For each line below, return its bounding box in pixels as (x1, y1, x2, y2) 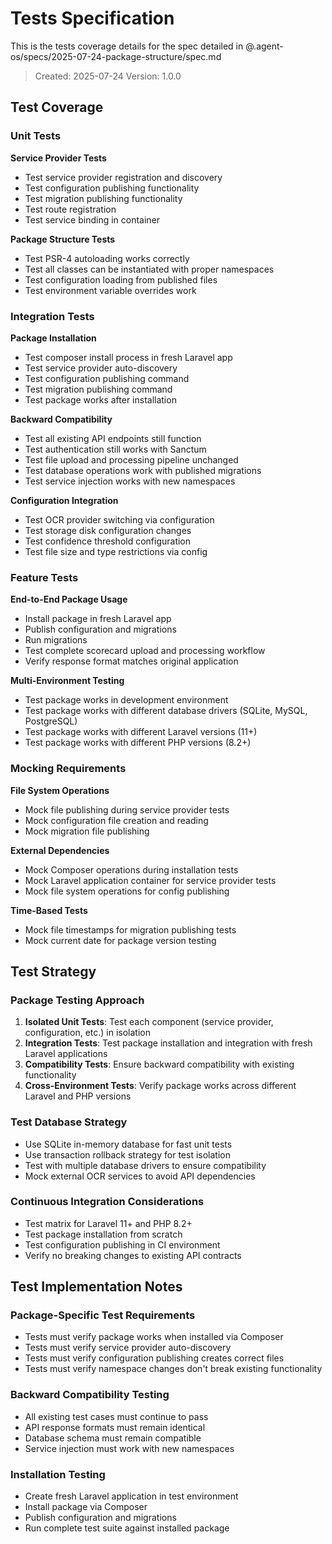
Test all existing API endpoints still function (24, 432, 202, 444)
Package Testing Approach (10, 993, 145, 1007)
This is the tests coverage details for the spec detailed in (10, 40, 244, 52)
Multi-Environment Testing (10, 675, 125, 687)
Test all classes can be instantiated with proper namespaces (24, 263, 275, 275)
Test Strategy (10, 963, 97, 980)
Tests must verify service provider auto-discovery (24, 1342, 232, 1354)
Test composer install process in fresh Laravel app (24, 351, 233, 363)
